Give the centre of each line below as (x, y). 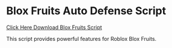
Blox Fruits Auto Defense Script (86, 11)
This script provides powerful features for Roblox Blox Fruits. (81, 39)
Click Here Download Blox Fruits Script (54, 27)
